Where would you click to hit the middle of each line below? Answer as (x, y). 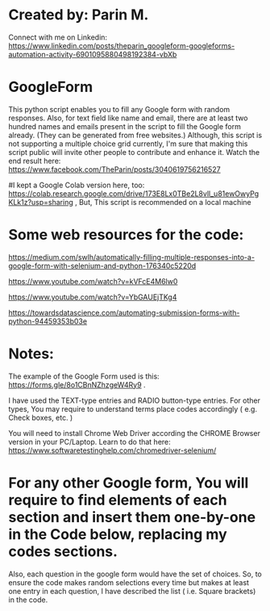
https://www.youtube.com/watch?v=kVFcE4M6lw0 (93, 281)
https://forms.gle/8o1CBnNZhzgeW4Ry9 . (77, 384)
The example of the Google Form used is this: (84, 376)
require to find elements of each (118, 500)
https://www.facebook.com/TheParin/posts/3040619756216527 (114, 169)
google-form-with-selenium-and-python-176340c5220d (102, 266)
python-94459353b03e (48, 321)
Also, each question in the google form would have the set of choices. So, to (135, 574)
